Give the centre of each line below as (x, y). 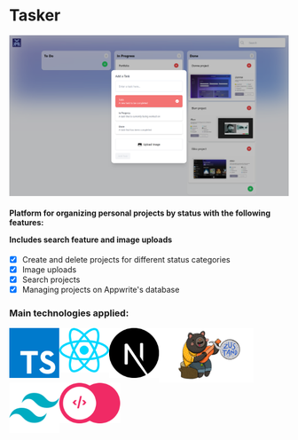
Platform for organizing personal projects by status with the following (140, 213)
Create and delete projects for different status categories (126, 260)
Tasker (35, 16)
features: (27, 223)
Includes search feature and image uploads (91, 240)
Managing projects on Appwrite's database (101, 290)
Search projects (51, 279)
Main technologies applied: (69, 313)
